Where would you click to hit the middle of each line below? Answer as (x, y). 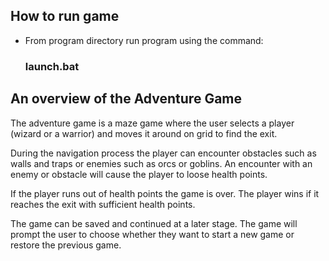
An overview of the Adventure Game (126, 99)
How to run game (65, 16)
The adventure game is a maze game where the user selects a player (152, 123)
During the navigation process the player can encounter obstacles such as (163, 153)
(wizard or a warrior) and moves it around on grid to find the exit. (144, 133)
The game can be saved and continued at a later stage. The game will (154, 223)
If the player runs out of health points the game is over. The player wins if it (165, 193)
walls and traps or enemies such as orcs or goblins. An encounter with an (161, 163)
